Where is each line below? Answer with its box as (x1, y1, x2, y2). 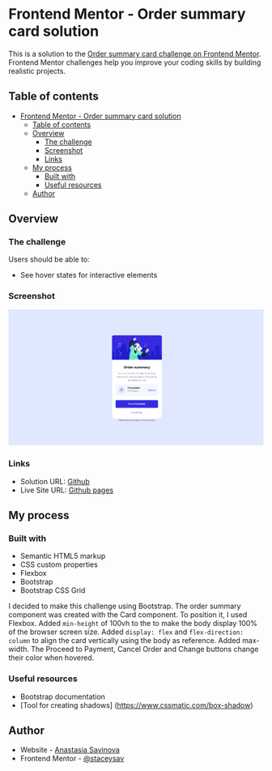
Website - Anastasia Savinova (19, 745, 120, 755)
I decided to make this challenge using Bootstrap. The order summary (8, 601, 241, 611)
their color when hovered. (8, 653, 95, 662)
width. (8, 645, 30, 654)
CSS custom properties (19, 560, 99, 569)
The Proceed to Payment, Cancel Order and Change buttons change (31, 645, 259, 654)
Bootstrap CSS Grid (19, 586, 86, 595)
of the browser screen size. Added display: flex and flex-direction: (8, 627, 244, 637)
